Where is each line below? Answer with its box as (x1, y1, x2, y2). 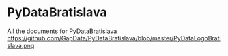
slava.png (7, 41, 35, 49)
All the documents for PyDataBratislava (7, 27, 117, 35)
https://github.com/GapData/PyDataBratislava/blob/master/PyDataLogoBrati (7, 34, 221, 42)
